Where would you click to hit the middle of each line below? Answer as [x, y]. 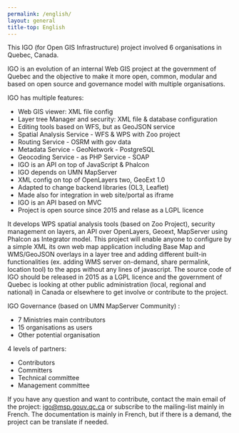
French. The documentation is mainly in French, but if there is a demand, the [119, 414]
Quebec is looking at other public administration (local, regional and [107, 285]
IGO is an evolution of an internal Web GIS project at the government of [112, 69]
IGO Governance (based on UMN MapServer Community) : [94, 306]
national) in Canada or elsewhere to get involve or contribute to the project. [118, 292]
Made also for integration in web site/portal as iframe [96, 195]
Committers [35, 370]
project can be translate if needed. [58, 422]
